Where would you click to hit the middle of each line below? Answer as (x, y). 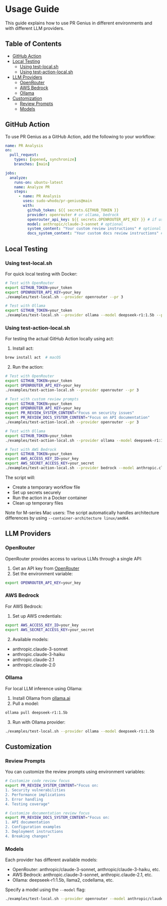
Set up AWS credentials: (37, 616)
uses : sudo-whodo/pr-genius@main (58, 201)
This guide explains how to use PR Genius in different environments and (79, 23)
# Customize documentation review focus (48, 813)
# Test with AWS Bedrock (31, 449)
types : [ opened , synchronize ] (45, 160)
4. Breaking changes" (28, 836)
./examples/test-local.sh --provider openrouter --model (65, 899)
